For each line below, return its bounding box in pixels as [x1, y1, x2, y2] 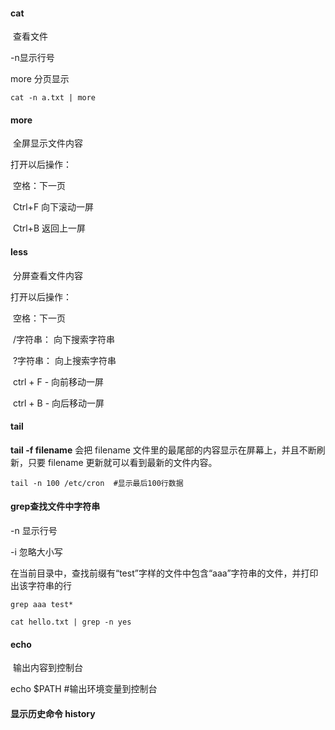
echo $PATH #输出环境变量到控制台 [10, 683, 158, 695]
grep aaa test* [10, 600, 74, 610]
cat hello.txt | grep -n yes [10, 617, 132, 628]
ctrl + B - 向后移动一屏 [12, 397, 105, 409]
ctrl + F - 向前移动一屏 [12, 375, 105, 388]
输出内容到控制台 [12, 662, 83, 674]
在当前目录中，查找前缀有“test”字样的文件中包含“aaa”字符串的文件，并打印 [10, 567, 319, 579]
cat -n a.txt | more [10, 93, 97, 103]
